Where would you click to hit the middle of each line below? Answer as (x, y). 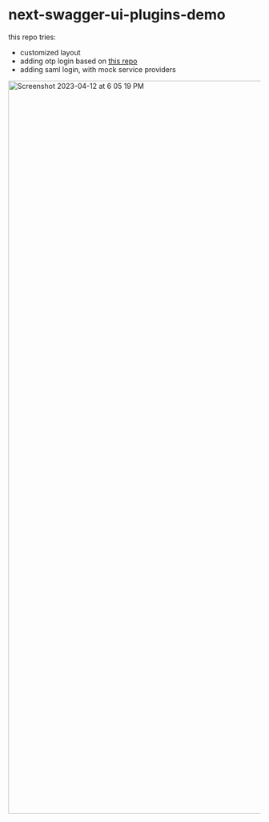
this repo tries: (32, 37)
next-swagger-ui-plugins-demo (117, 15)
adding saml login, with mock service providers (98, 69)
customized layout (50, 52)
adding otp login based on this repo (78, 61)
